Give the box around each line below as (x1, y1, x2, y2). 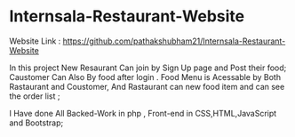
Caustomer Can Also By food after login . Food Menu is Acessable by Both (9, 71, 282, 82)
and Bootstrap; (9, 117, 64, 128)
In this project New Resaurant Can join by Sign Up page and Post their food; (9, 62, 287, 73)
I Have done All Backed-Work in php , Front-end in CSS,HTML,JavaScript (9, 108, 277, 118)
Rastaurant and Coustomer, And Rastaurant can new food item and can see (9, 81, 285, 92)
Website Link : (9, 36, 61, 46)
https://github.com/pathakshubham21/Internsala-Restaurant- (62, 36, 286, 46)
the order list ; (9, 91, 60, 101)
